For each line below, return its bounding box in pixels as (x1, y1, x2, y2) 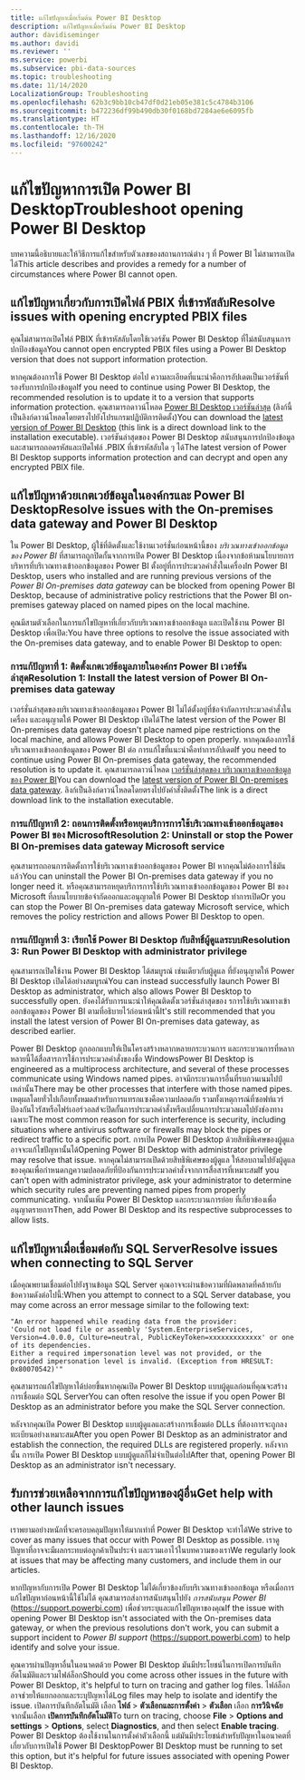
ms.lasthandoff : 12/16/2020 (10, 132, 117, 141)
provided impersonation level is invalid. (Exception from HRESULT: (10, 1357, 274, 1366)
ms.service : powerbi (10, 55, 89, 64)
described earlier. (10, 1026, 76, 1037)
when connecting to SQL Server (10, 1254, 194, 1271)
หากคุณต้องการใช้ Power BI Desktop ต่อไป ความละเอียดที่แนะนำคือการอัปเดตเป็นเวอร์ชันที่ (10, 371, 289, 382)
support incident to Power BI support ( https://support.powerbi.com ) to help (10, 1631, 291, 1643)
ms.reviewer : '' (10, 47, 71, 56)
